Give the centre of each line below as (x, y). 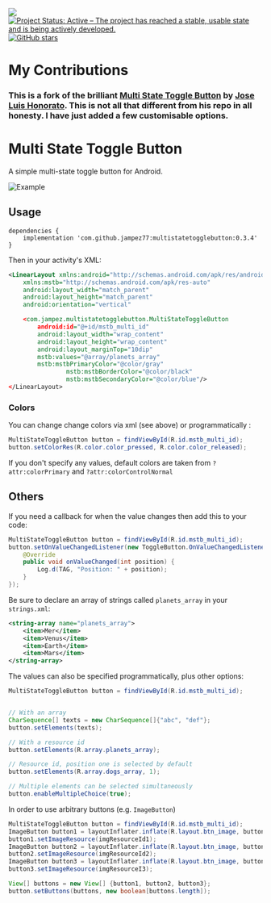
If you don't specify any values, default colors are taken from (110, 463)
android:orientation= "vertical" (77, 305)
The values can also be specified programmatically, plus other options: (126, 676)
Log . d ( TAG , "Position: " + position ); (102, 570)
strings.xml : (29, 608)
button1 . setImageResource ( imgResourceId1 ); (83, 839)
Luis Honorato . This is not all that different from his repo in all (130, 106)
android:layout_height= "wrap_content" (102, 342)
